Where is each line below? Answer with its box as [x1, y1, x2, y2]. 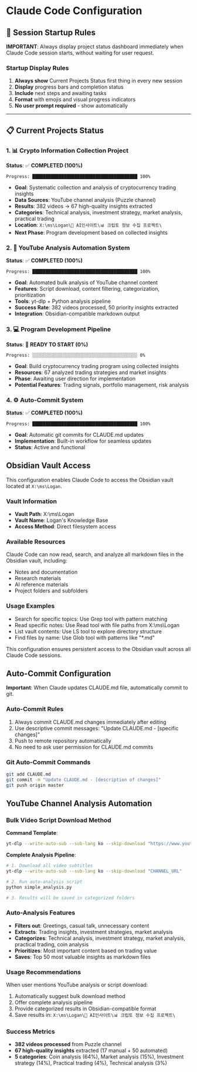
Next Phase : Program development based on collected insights [14, 229, 168, 236]
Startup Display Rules [6, 63, 69, 72]
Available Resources [6, 537, 66, 545]
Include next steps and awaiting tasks [14, 90, 107, 97]
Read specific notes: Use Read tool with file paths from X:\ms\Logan [14, 621, 180, 629]
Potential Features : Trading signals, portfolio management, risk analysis [14, 381, 189, 388]
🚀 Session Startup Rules [6, 28, 96, 38]
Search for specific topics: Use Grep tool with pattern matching [14, 615, 168, 622]
